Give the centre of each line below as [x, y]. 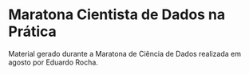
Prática [33, 32]
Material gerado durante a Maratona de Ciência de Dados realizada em [125, 53]
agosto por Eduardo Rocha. [53, 62]
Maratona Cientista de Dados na [117, 15]
